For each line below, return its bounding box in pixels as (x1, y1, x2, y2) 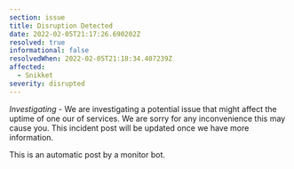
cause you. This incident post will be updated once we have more (9, 122, 250, 133)
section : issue (9, 12, 66, 22)
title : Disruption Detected (9, 21, 114, 30)
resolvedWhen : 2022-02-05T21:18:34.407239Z (9, 54, 173, 63)
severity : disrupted (9, 79, 86, 88)
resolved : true (9, 37, 66, 47)
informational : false (9, 46, 90, 55)
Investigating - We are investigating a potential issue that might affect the (9, 103, 277, 114)
